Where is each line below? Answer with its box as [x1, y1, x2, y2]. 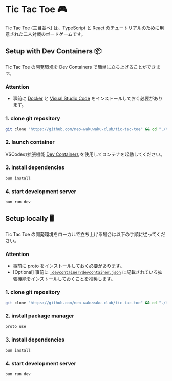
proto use [5, 324, 27, 329]
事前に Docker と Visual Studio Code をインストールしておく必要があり [12, 95, 163, 102]
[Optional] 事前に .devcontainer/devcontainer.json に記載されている [12, 269, 158, 275]
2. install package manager [5, 312, 74, 320]
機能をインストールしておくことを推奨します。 [17, 276, 116, 282]
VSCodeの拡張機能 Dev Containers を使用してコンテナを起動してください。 [5, 151, 165, 157]
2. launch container [5, 139, 55, 146]
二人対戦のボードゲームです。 [23, 31, 86, 37]
